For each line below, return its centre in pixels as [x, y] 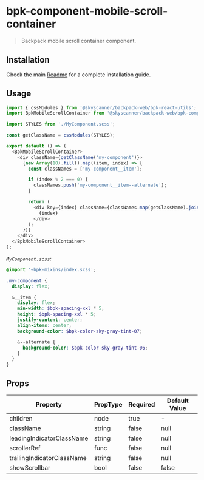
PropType [108, 404]
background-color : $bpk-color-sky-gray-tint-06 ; [85, 348]
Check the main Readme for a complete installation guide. [79, 75]
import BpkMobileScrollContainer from [55, 113]
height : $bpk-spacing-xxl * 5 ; [57, 314]
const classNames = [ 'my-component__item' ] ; [85, 169]
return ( [39, 202]
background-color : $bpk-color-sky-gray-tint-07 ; [80, 331]
